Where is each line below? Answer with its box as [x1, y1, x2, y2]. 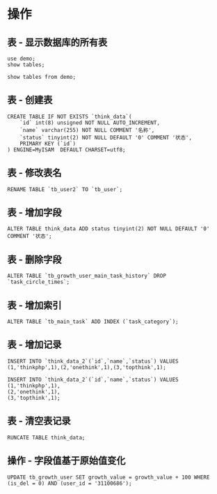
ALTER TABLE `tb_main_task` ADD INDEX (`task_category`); [7, 318, 179, 325]
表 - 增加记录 [7, 339, 62, 351]
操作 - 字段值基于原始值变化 [7, 455, 126, 467]
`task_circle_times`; [7, 278, 70, 286]
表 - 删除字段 [7, 253, 62, 265]
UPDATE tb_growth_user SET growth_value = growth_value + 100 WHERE [7, 474, 210, 481]
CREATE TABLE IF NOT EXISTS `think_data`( [7, 113, 132, 120]
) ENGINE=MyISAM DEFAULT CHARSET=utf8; [7, 146, 127, 154]
